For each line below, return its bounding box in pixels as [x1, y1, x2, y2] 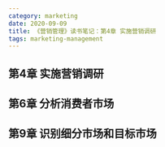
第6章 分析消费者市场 [8, 97, 115, 110]
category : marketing [8, 11, 79, 20]
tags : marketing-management [8, 34, 104, 43]
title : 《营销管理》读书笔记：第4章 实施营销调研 [8, 27, 157, 35]
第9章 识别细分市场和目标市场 [8, 127, 157, 141]
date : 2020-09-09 [8, 19, 67, 28]
